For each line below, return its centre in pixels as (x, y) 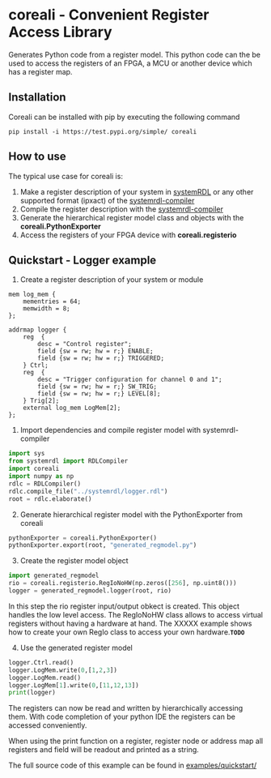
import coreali (34, 469)
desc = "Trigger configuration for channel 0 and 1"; (130, 380)
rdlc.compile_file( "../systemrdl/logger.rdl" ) (88, 491)
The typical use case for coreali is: (66, 176)
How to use (37, 157)
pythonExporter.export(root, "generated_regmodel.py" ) (103, 545)
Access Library (60, 32)
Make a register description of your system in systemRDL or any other (137, 191)
